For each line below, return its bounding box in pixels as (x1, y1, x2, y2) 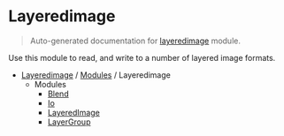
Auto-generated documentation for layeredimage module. (29, 35, 241, 46)
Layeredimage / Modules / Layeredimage (20, 69, 172, 80)
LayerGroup (47, 117, 91, 127)
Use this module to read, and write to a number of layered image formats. (8, 52, 276, 63)
